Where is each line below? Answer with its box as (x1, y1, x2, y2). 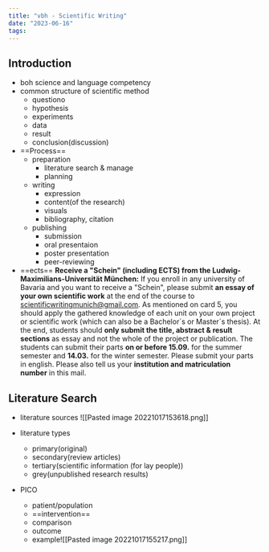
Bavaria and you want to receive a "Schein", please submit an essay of (19, 283, 255, 292)
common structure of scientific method (19, 86, 150, 96)
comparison (31, 517, 72, 527)
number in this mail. (19, 368, 87, 378)
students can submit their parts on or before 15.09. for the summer (19, 342, 243, 352)
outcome (31, 526, 62, 535)
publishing (31, 223, 67, 233)
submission (43, 231, 83, 241)
